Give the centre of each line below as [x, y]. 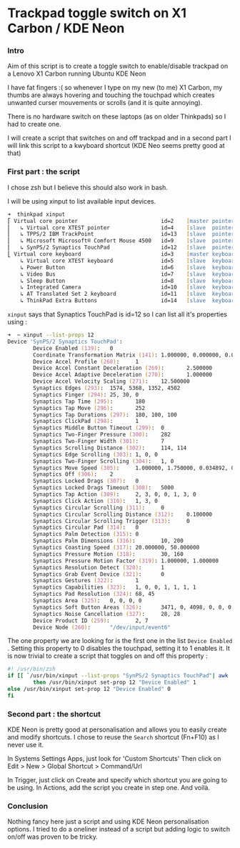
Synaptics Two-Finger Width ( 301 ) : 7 [99, 442]
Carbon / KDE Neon [66, 28]
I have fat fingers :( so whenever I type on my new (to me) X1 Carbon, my [115, 88]
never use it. [26, 745]
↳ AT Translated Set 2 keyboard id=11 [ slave [113, 294]
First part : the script [44, 171]
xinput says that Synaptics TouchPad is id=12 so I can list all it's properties [117, 314]
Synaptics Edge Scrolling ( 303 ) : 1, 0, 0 [96, 454]
